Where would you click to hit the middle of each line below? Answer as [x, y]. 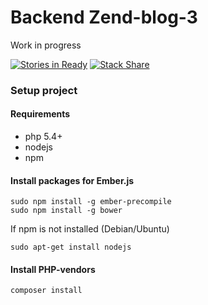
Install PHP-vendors [53, 269]
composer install [46, 291]
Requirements [40, 114]
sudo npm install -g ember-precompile [91, 202]
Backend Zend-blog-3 [104, 17]
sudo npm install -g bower [66, 211]
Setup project [44, 90]
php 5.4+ [43, 137]
